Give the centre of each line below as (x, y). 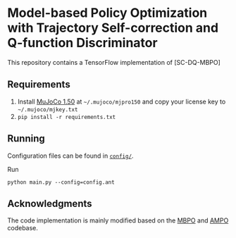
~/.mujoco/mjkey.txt (48, 109)
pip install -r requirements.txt (67, 117)
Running (26, 139)
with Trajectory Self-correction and (113, 28)
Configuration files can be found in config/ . (70, 156)
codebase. (23, 228)
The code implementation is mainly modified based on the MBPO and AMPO (118, 220)
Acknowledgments (50, 203)
